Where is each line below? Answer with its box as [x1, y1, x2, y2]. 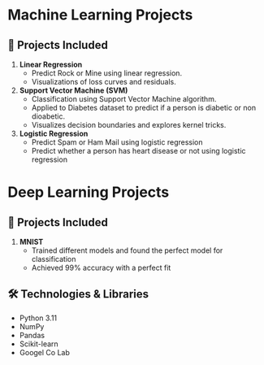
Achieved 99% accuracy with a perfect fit [31, 263, 171, 272]
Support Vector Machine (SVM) [19, 85, 128, 95]
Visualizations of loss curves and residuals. [31, 77, 176, 86]
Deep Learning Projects [7, 183, 170, 202]
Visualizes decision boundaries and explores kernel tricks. [31, 120, 227, 129]
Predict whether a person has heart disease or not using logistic [31, 146, 246, 155]
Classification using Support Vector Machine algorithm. [31, 94, 217, 103]
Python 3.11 [19, 313, 58, 323]
